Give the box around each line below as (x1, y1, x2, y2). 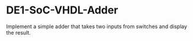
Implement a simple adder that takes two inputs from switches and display (6, 23, 188, 30)
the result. (6, 29, 31, 36)
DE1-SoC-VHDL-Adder (6, 4, 118, 17)
